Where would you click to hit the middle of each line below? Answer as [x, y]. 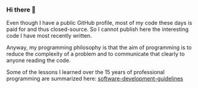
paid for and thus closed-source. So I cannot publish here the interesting [97, 29]
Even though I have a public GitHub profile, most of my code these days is [99, 23]
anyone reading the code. [39, 61]
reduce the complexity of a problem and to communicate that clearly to [96, 54]
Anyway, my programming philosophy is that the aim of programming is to [99, 47]
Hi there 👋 [21, 10]
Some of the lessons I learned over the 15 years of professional [86, 72]
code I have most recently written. [49, 36]
